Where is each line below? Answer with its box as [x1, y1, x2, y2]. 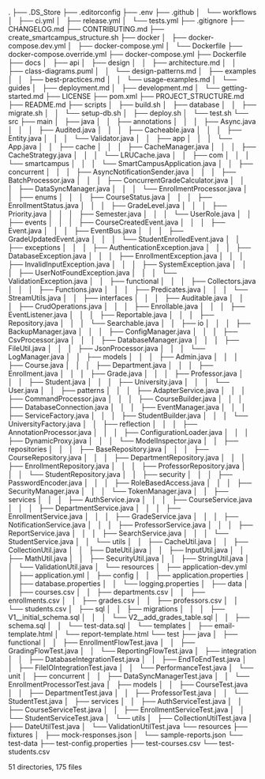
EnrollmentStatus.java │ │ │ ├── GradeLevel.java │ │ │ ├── [8, 201, 227, 210]
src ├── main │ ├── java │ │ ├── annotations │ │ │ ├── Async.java [8, 117, 256, 126]
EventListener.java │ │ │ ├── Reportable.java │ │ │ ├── [8, 310, 215, 320]
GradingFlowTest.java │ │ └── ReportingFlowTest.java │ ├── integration [8, 646, 256, 656]
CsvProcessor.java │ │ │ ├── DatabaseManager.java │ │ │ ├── [8, 335, 240, 344]
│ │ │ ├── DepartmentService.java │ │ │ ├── [8, 503, 181, 512]
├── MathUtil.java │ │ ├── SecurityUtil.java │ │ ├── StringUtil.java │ [8, 554, 250, 563]
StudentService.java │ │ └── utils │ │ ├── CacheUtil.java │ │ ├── [8, 537, 248, 546]
